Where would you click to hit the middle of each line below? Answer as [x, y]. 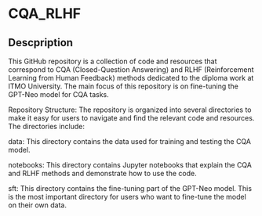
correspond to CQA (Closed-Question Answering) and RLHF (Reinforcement [131, 70]
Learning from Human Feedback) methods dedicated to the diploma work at [131, 78]
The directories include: [46, 126]
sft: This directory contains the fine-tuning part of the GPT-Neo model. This [130, 188]
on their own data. [38, 205]
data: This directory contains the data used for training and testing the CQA [129, 141]
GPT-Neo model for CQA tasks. [59, 94]
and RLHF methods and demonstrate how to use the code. [103, 173]
